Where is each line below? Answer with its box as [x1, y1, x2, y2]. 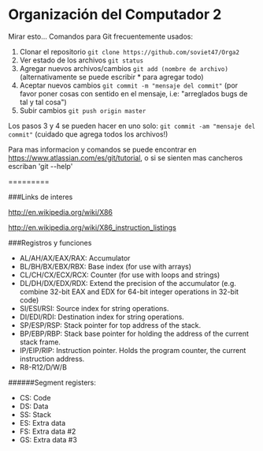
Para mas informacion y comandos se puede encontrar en [8, 145, 197, 154]
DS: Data [19, 401, 49, 411]
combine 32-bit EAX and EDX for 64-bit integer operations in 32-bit [19, 287, 239, 296]
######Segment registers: [8, 378, 97, 387]
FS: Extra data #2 [19, 427, 76, 436]
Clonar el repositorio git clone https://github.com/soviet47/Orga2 [19, 47, 240, 56]
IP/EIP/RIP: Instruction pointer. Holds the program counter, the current [19, 345, 246, 355]
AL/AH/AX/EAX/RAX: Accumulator [19, 253, 131, 262]
